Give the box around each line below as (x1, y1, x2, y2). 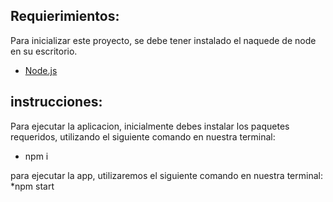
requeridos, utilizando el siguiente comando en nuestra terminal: (10, 130, 276, 143)
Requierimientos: (10, 8, 120, 25)
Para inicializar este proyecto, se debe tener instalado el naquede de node (10, 34, 317, 46)
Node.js (24, 64, 58, 76)
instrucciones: (10, 94, 103, 111)
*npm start (10, 180, 55, 192)
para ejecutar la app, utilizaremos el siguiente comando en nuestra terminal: (10, 169, 323, 181)
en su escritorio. (10, 45, 78, 57)
